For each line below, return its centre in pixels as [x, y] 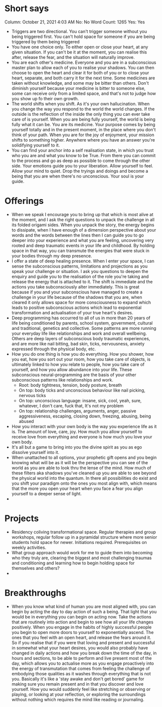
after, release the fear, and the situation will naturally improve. [73, 57]
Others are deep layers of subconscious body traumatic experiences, [81, 338]
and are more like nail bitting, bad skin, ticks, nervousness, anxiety [78, 344]
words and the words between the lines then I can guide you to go [78, 235]
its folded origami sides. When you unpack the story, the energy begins [83, 225]
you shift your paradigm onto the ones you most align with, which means [84, 483]
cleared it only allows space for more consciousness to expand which [81, 302]
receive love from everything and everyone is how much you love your [82, 436]
